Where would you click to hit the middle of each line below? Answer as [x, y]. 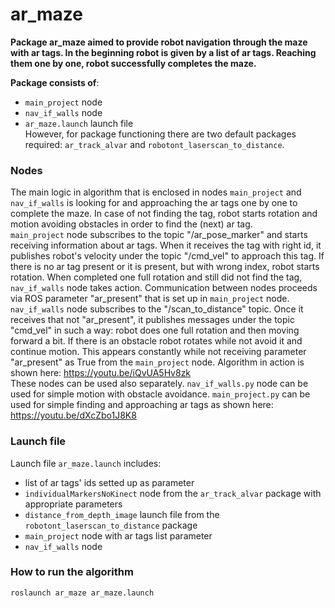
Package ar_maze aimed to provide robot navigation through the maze [159, 42]
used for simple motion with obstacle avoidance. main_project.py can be [160, 394]
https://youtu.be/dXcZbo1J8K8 [73, 415]
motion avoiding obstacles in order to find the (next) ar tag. [131, 224]
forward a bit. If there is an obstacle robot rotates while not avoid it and [156, 341]
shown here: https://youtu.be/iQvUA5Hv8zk [101, 373]
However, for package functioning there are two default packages [160, 134]
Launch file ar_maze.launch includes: [86, 463]
